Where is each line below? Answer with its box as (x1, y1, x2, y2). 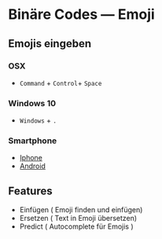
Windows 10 (8, 97, 57, 108)
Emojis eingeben (8, 37, 92, 50)
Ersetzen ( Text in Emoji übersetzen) (19, 214, 138, 223)
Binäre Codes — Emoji (8, 6, 155, 24)
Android (19, 161, 46, 171)
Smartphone (8, 135, 57, 146)
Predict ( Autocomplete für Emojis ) (19, 222, 134, 231)
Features (8, 184, 53, 197)
